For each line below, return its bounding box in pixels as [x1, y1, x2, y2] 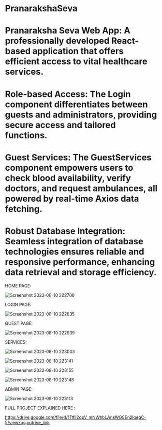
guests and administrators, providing [5, 109, 157, 120]
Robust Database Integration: [5, 225, 126, 237]
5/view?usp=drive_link [5, 419, 50, 425]
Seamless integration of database [5, 236, 144, 247]
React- [111, 35, 139, 47]
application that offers [32, 46, 124, 57]
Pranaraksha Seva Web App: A [5, 25, 131, 36]
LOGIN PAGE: [5, 302, 31, 307]
